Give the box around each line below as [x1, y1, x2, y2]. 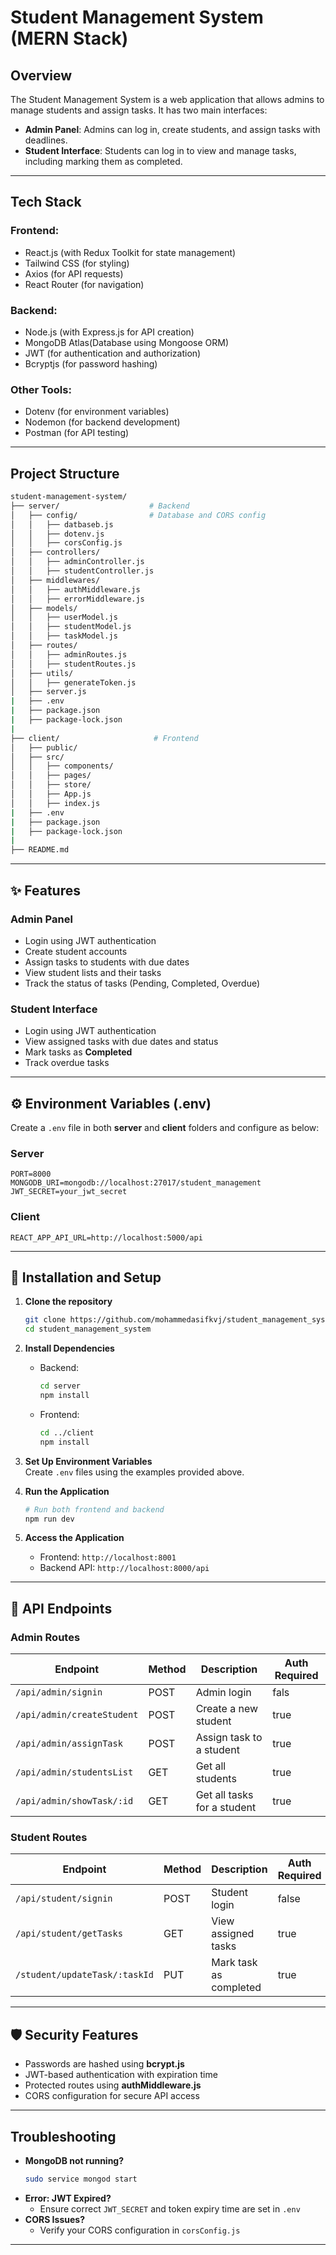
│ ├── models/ [10, 603, 78, 613]
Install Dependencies [24, 1342, 115, 1355]
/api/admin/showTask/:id [15, 1796, 134, 1807]
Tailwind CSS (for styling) [24, 257, 130, 269]
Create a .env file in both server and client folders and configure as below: [10, 1122, 320, 1134]
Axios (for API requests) [24, 267, 124, 280]
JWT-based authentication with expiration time [24, 2069, 218, 2081]
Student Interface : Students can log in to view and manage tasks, [24, 145, 297, 156]
